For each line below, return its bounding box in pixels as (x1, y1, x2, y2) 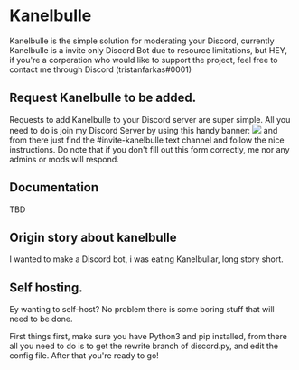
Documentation (9, 180, 99, 195)
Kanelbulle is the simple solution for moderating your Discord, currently (9, 35, 275, 46)
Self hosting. (9, 280, 83, 295)
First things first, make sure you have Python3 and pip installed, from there (9, 331, 287, 342)
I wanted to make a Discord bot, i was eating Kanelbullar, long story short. (9, 254, 285, 264)
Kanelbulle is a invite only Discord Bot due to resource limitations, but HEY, (9, 44, 287, 55)
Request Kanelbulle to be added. (9, 90, 197, 106)
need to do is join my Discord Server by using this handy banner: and (9, 125, 278, 135)
